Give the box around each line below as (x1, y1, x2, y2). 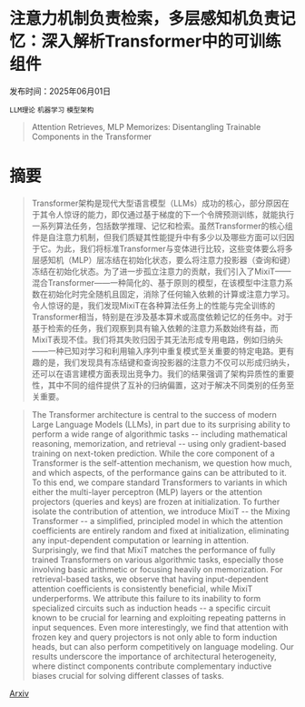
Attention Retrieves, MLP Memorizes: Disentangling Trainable (31, 121, 261, 132)
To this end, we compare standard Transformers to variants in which (31, 477, 288, 488)
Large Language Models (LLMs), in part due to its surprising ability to (31, 419, 290, 429)
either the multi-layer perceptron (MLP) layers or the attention (31, 486, 263, 497)
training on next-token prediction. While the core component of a (31, 448, 275, 459)
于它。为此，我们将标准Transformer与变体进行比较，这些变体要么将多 (31, 243, 293, 254)
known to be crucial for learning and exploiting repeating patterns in (31, 611, 286, 623)
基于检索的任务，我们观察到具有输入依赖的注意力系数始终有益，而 (31, 322, 279, 333)
